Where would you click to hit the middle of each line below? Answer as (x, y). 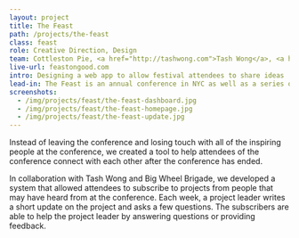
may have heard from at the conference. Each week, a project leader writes (147, 198)
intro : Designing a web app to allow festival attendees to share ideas (147, 76)
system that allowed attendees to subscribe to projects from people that (141, 188)
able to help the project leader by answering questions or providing (132, 217)
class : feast (33, 42)
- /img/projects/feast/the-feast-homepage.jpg (105, 109)
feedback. (28, 226)
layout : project (39, 17)
